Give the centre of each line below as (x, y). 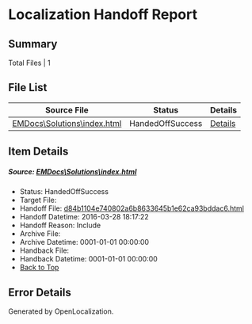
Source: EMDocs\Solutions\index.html (73, 171)
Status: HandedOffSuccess (64, 192)
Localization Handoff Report (103, 15)
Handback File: (44, 250)
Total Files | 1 (29, 63)
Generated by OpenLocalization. (61, 311)
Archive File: (40, 234)
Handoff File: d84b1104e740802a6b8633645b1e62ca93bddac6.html (132, 208)
